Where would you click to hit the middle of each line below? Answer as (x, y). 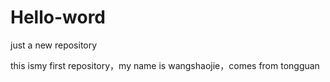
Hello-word (58, 17)
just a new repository (54, 45)
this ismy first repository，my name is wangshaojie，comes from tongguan (165, 65)
